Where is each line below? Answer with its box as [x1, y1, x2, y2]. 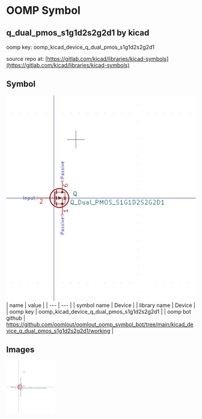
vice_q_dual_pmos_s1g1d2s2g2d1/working [6, 327, 111, 334]
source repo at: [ [6, 55, 47, 62]
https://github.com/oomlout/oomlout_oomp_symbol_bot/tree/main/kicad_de [6, 320, 194, 328]
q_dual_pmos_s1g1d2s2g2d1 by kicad [6, 28, 150, 38]
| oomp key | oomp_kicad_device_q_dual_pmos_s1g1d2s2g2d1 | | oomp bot [6, 308, 191, 315]
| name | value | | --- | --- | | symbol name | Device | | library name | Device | [6, 302, 195, 309]
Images [6, 344, 35, 355]
